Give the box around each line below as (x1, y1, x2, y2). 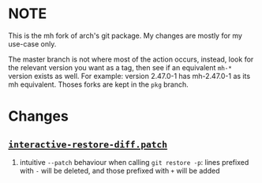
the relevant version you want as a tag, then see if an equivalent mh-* (8, 62, 233, 72)
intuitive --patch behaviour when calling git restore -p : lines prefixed (19, 157, 249, 166)
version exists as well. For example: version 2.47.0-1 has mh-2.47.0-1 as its (8, 71, 251, 80)
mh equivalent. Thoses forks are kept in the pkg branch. (8, 80, 189, 89)
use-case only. (8, 39, 57, 48)
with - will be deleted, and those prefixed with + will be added (19, 166, 220, 175)
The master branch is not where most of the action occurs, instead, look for (8, 54, 254, 64)
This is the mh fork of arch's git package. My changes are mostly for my (8, 31, 243, 40)
